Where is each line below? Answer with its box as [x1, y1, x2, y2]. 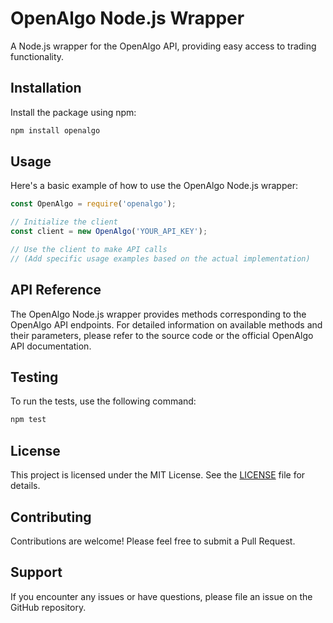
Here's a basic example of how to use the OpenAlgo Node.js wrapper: [10, 180, 298, 192]
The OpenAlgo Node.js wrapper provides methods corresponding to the [10, 308, 307, 320]
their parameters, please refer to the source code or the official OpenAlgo [10, 329, 314, 341]
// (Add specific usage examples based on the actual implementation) [10, 253, 311, 264]
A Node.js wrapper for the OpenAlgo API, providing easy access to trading [10, 40, 317, 52]
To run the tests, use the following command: [10, 395, 197, 407]
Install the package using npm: [10, 106, 137, 118]
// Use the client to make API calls [10, 245, 168, 255]
